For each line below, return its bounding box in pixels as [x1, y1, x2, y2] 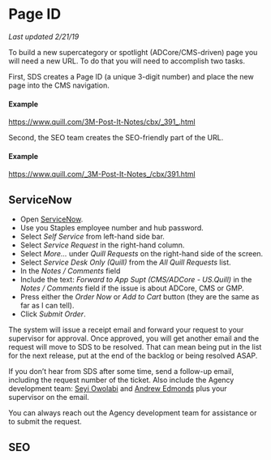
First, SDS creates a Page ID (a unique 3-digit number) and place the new [8, 71, 254, 81]
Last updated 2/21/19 [8, 32, 80, 41]
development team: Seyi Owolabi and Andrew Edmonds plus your [8, 384, 227, 393]
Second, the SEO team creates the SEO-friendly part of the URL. [8, 133, 224, 143]
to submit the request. [8, 417, 83, 427]
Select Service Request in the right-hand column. [19, 240, 185, 250]
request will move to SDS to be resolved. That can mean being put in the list [8, 342, 262, 352]
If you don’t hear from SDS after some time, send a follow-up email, [8, 367, 234, 376]
